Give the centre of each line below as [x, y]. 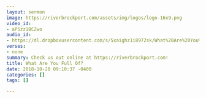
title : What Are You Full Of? [45, 63]
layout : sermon [26, 12]
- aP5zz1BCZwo [25, 29]
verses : [16, 47]
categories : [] [26, 75]
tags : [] [17, 80]
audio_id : [19, 35]
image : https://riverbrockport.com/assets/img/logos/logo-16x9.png [94, 18]
